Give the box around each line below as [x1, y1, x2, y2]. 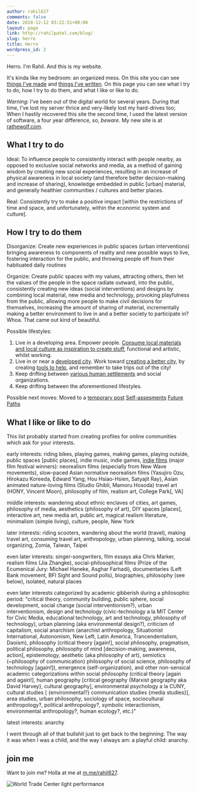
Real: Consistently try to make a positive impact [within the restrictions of [6, 198, 183, 205]
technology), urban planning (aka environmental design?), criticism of [6, 621, 175, 628]
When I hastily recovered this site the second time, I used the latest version [6, 110, 188, 117]
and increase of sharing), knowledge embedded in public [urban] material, [6, 180, 186, 188]
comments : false [6, 14, 46, 20]
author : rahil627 [6, 8, 49, 15]
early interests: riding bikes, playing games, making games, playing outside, [6, 451, 189, 458]
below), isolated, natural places [6, 578, 82, 585]
